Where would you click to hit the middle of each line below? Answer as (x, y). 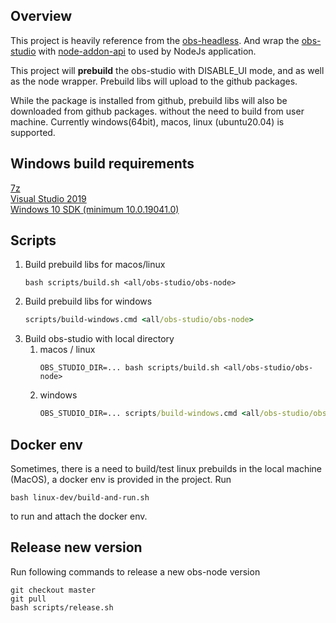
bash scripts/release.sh (62, 607)
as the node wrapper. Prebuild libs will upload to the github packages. (154, 81)
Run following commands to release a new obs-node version (135, 571)
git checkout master (53, 590)
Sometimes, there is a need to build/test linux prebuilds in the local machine (166, 468)
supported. (33, 132)
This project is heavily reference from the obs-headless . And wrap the (155, 40)
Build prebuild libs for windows (88, 301)
